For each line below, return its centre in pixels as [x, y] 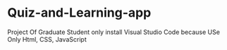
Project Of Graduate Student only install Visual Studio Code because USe [114, 32]
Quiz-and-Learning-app [79, 13]
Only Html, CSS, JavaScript [47, 39]
